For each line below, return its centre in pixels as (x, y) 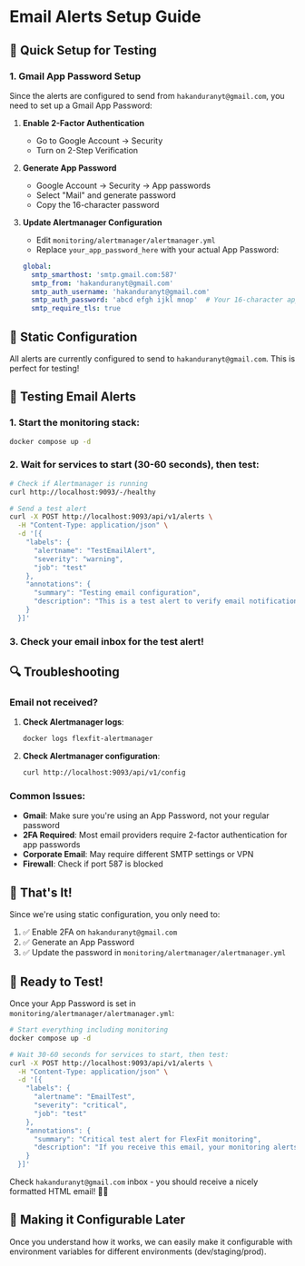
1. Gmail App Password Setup (75, 76)
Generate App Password (69, 168)
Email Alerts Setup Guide (105, 17)
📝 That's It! (41, 892)
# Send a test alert (49, 509)
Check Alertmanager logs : (73, 722)
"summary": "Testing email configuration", (117, 593)
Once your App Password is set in (73, 1004)
